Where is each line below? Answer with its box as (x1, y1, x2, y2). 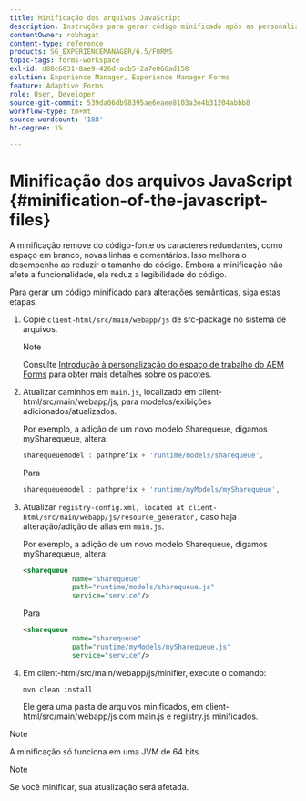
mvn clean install (22, 685, 93, 694)
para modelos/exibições (121, 396, 212, 407)
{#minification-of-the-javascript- (9, 191, 269, 211)
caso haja (199, 511, 237, 522)
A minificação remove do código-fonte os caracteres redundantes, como (9, 239, 283, 251)
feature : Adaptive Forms (9, 81, 104, 90)
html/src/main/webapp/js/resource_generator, (22, 513, 199, 522)
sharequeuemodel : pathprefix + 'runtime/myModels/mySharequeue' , (22, 484, 280, 494)
